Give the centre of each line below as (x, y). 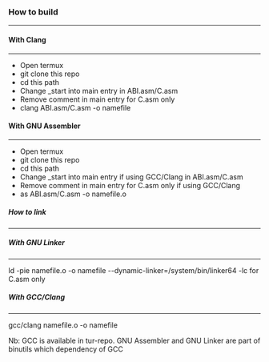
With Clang (27, 39)
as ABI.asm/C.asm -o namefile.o (73, 194)
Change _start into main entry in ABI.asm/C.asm (99, 90)
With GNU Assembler (45, 126)
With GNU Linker (37, 243)
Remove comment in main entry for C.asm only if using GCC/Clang (130, 185)
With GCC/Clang (37, 297)
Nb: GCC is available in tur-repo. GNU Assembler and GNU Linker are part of (134, 340)
